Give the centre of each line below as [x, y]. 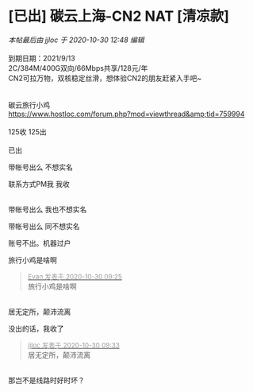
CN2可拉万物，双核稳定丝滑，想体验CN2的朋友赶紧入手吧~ [105, 78]
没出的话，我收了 [36, 328]
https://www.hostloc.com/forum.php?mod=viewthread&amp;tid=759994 [126, 114]
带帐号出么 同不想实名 [44, 226]
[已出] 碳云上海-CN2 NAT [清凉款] [119, 16]
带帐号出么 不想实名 [40, 167]
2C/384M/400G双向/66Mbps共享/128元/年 [78, 68]
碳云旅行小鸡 [29, 105]
